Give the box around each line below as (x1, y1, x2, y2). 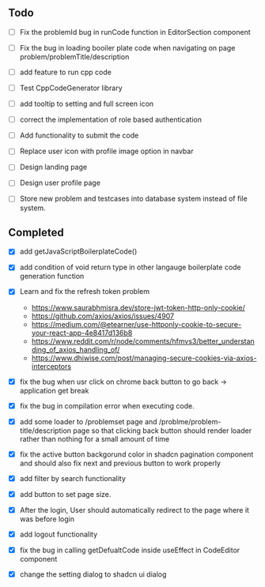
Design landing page (19, 162, 88, 172)
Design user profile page (19, 178, 101, 188)
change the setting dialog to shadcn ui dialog (19, 570, 167, 579)
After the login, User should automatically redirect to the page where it (19, 505, 249, 514)
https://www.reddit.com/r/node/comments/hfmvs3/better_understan (31, 336, 255, 346)
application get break (19, 386, 89, 395)
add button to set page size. (19, 489, 112, 499)
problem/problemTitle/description (19, 51, 130, 62)
